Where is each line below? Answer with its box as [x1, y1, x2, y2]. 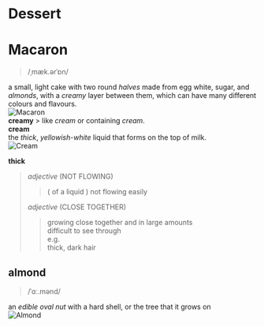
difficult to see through [46, 226, 122, 235]
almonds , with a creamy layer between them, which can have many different [8, 91, 257, 100]
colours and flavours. [8, 100, 77, 109]
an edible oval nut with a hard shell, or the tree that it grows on [8, 302, 211, 311]
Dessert [8, 5, 61, 23]
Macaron [8, 41, 69, 59]
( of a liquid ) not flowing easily [46, 187, 148, 197]
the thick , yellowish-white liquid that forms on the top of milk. [8, 133, 207, 142]
